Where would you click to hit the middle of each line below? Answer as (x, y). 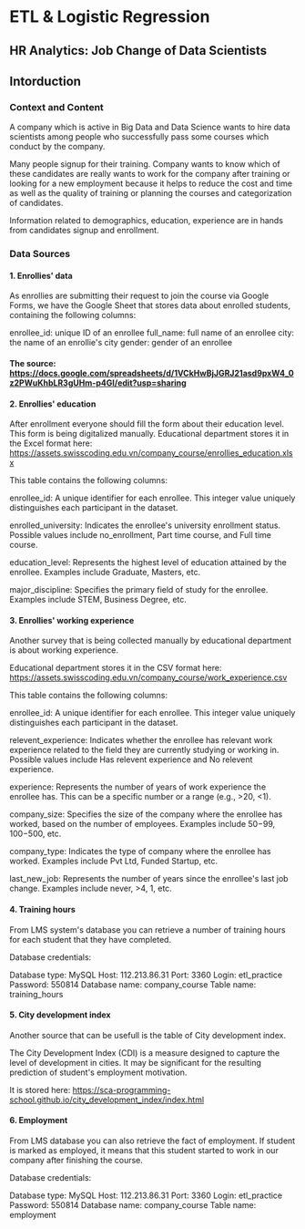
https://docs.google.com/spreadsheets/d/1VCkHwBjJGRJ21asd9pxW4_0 (152, 373)
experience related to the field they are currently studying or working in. (144, 750)
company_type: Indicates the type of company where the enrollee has (140, 852)
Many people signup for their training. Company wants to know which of (145, 164)
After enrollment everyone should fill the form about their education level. (147, 424)
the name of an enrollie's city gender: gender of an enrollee (121, 343)
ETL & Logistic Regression (110, 17)
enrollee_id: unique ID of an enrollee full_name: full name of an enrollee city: (152, 333)
